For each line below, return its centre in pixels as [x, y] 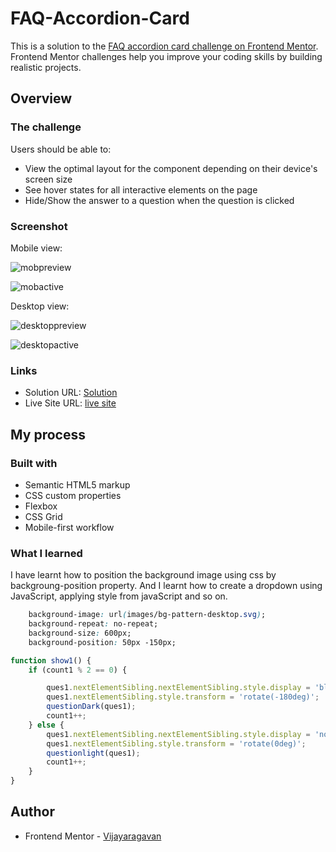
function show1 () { [51, 660]
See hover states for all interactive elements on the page [141, 189]
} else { [46, 725]
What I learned [46, 553]
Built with [34, 463]
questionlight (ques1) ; [93, 753]
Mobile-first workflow [69, 527]
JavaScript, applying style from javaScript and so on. [119, 596]
